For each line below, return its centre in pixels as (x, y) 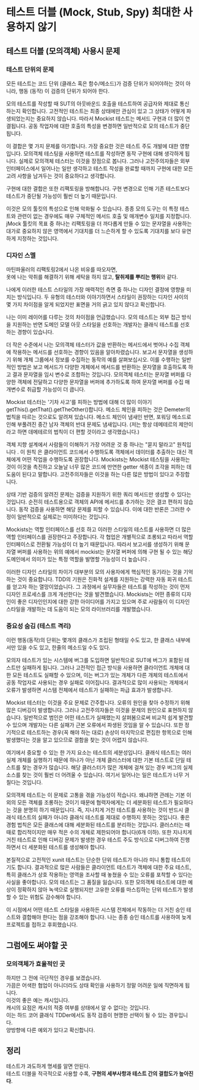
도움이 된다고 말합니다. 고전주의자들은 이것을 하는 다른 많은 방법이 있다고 (90, 474)
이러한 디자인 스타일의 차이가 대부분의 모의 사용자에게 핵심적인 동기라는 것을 (94, 572)
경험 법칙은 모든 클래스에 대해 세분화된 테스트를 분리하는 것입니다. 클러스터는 (95, 825)
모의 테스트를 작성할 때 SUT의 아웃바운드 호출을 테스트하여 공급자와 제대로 (92, 103)
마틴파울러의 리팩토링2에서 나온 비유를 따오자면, (62, 269)
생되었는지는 (21, 118)
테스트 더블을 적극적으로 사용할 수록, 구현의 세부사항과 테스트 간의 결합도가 (92, 1073)
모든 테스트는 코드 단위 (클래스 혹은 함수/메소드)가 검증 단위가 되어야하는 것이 (95, 83)
